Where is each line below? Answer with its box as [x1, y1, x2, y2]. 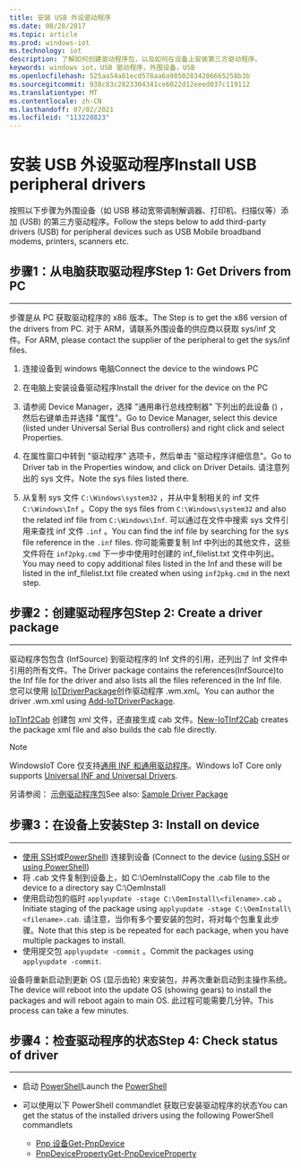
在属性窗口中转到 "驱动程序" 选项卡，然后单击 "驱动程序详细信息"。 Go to [21, 450, 292, 461]
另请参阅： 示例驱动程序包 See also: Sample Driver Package [9, 789, 228, 799]
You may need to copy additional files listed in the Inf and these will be [21, 558, 283, 569]
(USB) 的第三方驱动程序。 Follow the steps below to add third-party [19, 216, 267, 227]
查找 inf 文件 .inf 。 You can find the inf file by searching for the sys [38, 526, 289, 536]
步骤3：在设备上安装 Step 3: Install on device [9, 817, 260, 832]
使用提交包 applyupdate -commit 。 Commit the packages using [21, 946, 254, 956]
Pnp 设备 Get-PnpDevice [35, 1138, 125, 1149]
